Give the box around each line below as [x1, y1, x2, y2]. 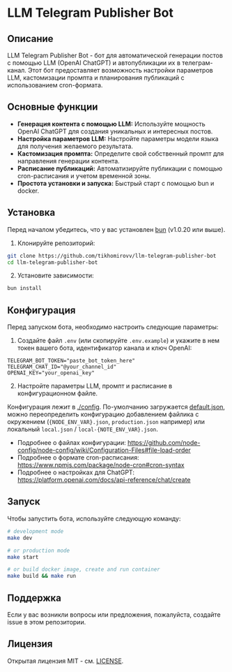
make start [7, 553, 39, 560]
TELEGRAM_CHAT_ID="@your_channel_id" [7, 363, 117, 371]
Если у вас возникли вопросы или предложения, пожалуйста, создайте [7, 610, 221, 619]
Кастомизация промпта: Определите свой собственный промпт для [17, 149, 224, 158]
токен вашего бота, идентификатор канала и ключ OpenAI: [17, 344, 192, 352]
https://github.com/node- [127, 439, 201, 447]
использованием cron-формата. [7, 81, 103, 89]
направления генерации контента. [17, 156, 120, 165]
